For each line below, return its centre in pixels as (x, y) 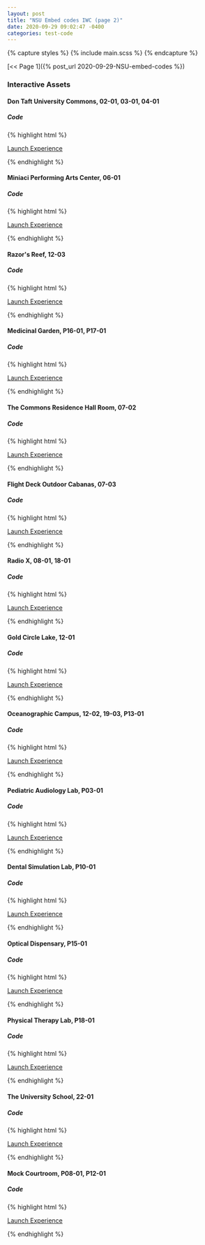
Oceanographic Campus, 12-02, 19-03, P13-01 (76, 714)
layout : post (26, 14)
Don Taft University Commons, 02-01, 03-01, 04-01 (83, 101)
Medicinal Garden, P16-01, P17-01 (57, 331)
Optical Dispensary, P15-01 (47, 944)
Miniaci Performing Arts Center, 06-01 (64, 178)
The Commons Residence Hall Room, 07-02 (72, 408)
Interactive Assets (39, 84)
